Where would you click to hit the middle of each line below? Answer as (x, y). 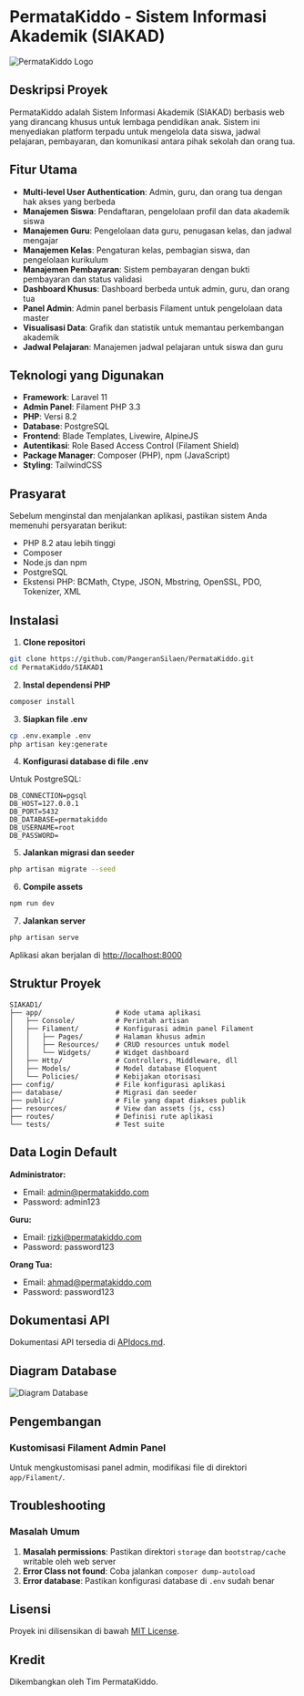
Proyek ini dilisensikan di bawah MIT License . (95, 1631)
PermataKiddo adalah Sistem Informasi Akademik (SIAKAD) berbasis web (147, 112)
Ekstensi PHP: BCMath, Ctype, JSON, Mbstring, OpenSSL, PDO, (142, 582)
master (36, 317)
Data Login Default (63, 1152)
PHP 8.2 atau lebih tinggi (69, 543)
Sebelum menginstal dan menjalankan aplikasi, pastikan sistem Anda (138, 516)
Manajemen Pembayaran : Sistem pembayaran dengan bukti (136, 269)
